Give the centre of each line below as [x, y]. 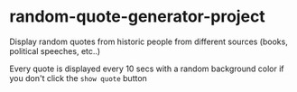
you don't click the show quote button [78, 78]
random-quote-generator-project [138, 17]
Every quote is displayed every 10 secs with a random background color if [147, 69]
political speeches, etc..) [55, 51]
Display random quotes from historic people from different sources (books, [149, 41]
